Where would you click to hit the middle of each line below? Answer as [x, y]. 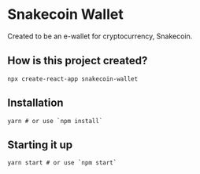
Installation [35, 103]
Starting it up [40, 145]
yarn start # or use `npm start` [62, 163]
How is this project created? [78, 61]
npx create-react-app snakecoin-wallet [73, 79]
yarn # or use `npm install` [55, 121]
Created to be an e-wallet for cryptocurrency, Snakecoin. [100, 36]
